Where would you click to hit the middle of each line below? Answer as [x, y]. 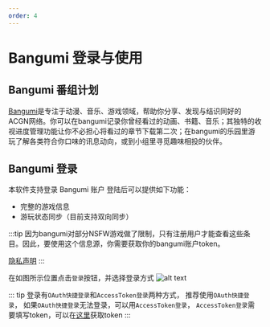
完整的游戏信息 [45, 206]
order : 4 [23, 16]
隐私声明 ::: [27, 261]
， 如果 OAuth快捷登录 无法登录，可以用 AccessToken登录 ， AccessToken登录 [131, 305]
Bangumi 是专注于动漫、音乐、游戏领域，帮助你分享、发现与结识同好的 [125, 111]
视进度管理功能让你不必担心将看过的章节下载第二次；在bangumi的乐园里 [129, 131]
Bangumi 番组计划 [53, 90]
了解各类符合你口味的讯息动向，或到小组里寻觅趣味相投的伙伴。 [121, 141]
